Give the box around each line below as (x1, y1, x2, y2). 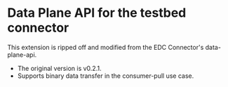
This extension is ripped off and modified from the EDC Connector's (7, 43, 204, 51)
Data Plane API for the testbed (7, 5, 187, 21)
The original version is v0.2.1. (17, 64, 102, 72)
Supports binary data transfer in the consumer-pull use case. (17, 72, 194, 80)
